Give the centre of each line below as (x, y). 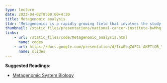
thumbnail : (16, 28)
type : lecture (20, 10)
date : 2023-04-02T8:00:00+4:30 (38, 14)
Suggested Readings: (28, 66)
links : (12, 33)
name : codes (31, 42)
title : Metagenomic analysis (35, 19)
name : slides (32, 51)
